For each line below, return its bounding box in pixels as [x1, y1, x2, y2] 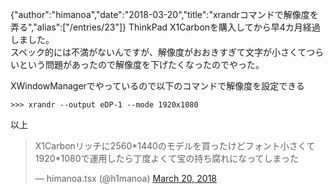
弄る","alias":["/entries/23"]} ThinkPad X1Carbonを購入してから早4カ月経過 [10, 21, 321, 33]
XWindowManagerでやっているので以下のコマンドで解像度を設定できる [10, 80, 305, 92]
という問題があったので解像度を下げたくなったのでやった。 [18, 59, 265, 70]
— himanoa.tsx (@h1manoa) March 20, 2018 [34, 173, 218, 184]
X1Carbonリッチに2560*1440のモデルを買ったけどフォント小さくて [34, 140, 316, 152]
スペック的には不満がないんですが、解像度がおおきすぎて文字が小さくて [10, 46, 307, 58]
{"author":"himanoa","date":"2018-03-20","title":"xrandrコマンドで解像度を [10, 9, 319, 20]
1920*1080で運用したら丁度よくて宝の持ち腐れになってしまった [34, 153, 299, 164]
